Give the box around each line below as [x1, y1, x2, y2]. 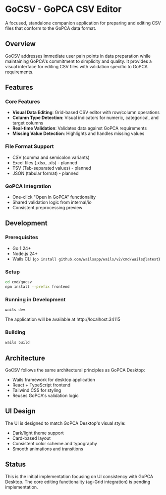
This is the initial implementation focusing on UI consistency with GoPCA [5, 473, 154, 479]
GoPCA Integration [5, 183, 51, 190]
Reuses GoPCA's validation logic [12, 392, 79, 398]
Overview [5, 40, 36, 48]
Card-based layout [12, 435, 51, 441]
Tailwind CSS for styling [12, 387, 61, 393]
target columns [12, 120, 44, 126]
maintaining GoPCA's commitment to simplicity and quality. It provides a [5, 58, 152, 64]
